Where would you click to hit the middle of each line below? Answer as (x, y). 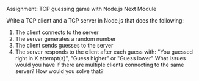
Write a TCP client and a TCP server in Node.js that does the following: (95, 20)
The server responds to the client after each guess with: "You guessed (104, 52)
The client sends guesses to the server (64, 45)
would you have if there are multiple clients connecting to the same (99, 65)
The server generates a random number (65, 39)
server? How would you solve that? (59, 71)
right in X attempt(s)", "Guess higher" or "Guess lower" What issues (100, 58)
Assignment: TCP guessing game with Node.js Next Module (81, 9)
